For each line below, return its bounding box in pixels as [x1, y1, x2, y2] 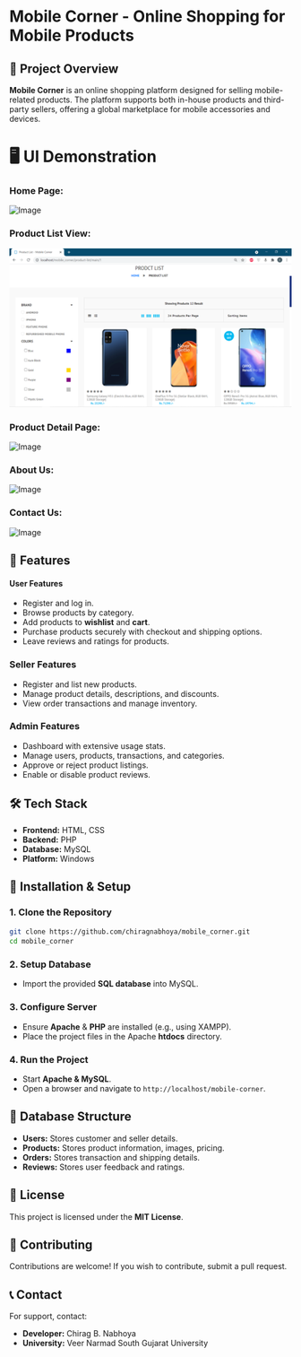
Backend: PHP [21, 834, 78, 845]
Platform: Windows [21, 853, 95, 864]
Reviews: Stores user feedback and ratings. [21, 1161, 185, 1172]
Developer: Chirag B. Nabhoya [21, 1328, 137, 1339]
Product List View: [9, 227, 91, 239]
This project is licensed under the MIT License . [9, 1211, 184, 1222]
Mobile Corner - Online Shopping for [9, 6, 286, 27]
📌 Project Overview [9, 61, 119, 76]
